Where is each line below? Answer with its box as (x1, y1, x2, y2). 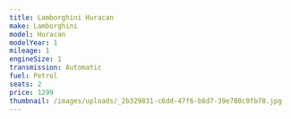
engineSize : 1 (9, 55, 63, 64)
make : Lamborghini (9, 21, 78, 30)
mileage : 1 (9, 47, 50, 55)
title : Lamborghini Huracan (9, 13, 115, 22)
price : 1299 (9, 88, 54, 97)
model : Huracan (9, 30, 66, 38)
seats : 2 (9, 80, 42, 89)
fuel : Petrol (9, 72, 58, 81)
